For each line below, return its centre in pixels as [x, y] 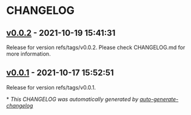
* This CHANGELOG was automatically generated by [72, 99]
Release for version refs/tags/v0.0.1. [51, 87]
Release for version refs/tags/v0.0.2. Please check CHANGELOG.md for [96, 47]
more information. [28, 54]
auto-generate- [159, 99]
